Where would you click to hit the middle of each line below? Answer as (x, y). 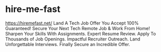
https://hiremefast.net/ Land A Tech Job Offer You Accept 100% (72, 23)
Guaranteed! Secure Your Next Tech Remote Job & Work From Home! (78, 28)
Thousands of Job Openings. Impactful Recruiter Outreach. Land (73, 39)
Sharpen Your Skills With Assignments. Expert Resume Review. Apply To (80, 33)
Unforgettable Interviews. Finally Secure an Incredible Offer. (68, 44)
